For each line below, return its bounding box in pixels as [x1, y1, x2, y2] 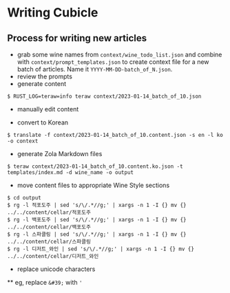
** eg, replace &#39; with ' [7, 279, 83, 286]
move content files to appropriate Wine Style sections [17, 181, 170, 189]
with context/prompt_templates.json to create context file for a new [17, 58, 209, 66]
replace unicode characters [17, 265, 96, 273]
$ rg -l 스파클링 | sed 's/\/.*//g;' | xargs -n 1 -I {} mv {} [7, 231, 187, 238]
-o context [7, 138, 39, 144]
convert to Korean [17, 118, 69, 127]
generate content [17, 80, 67, 87]
